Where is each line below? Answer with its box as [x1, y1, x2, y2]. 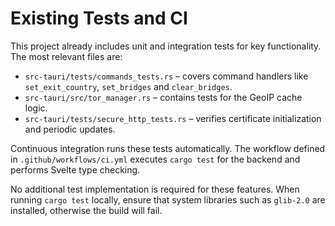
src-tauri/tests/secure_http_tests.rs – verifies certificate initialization [24, 112, 322, 124]
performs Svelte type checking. [10, 163, 141, 176]
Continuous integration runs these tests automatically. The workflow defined [10, 142, 326, 154]
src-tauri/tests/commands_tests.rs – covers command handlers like [24, 70, 309, 82]
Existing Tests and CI [10, 7, 188, 30]
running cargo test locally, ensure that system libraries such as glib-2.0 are [10, 193, 326, 206]
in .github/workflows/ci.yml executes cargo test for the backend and [10, 153, 301, 165]
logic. [24, 102, 48, 114]
